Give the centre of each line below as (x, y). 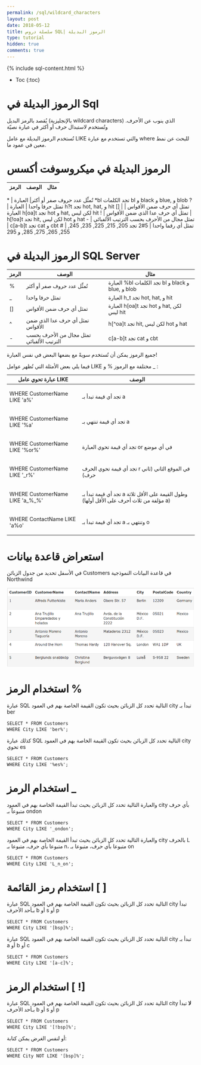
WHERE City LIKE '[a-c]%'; (40, 963)
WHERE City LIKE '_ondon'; (40, 829)
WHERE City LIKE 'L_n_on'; (40, 864)
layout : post (23, 19)
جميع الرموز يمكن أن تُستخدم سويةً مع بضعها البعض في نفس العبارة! (82, 354)
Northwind (20, 579)
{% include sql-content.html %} (46, 68)
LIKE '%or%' (25, 450)
